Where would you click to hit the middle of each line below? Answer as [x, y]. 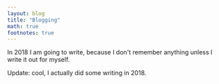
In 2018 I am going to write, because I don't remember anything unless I [110, 52]
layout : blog [26, 13]
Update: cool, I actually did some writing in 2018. [77, 73]
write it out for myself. [39, 60]
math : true [23, 26]
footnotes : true [31, 33]
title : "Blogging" [34, 20]
